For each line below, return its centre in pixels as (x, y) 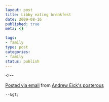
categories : (18, 52)
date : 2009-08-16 (24, 19)
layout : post (19, 10)
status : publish (22, 61)
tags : (11, 38)
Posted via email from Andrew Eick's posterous (55, 85)
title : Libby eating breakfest (38, 15)
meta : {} (14, 29)
